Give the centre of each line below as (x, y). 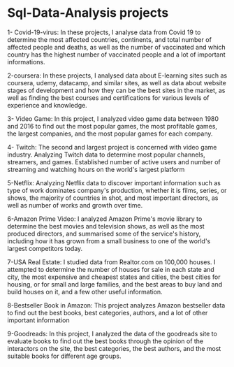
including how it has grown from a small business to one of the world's (109, 241)
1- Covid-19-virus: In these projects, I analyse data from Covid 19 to (104, 32)
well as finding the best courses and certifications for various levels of (108, 98)
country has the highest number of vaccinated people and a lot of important (116, 55)
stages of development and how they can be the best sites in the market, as (116, 90)
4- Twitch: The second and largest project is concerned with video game (112, 147)
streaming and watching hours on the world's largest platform (96, 169)
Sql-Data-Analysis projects (88, 13)
